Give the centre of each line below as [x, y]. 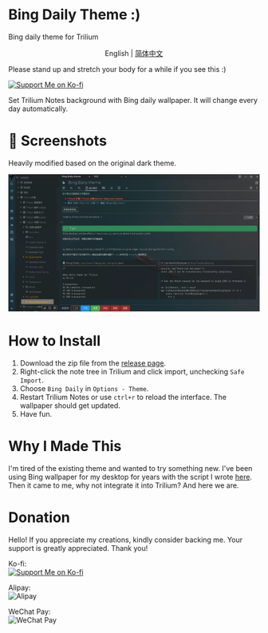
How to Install [55, 341]
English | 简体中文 [134, 53]
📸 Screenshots [58, 141]
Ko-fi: [18, 564]
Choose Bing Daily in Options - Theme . [84, 389]
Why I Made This [65, 447]
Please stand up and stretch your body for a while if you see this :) [117, 69]
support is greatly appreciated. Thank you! [78, 548]
